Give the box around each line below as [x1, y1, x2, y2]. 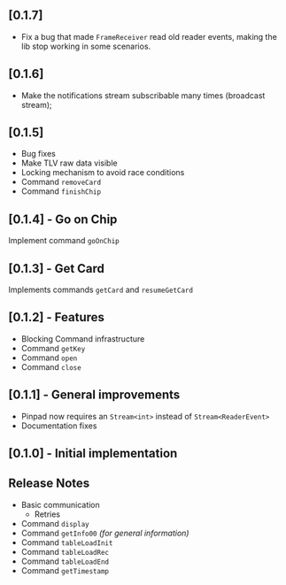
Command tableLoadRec [20, 546, 110, 557]
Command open [20, 352, 78, 363]
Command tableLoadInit [20, 536, 113, 548]
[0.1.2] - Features [8, 310, 105, 325]
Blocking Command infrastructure [20, 333, 145, 344]
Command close [20, 361, 81, 372]
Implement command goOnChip [8, 235, 120, 246]
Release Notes [8, 476, 90, 491]
